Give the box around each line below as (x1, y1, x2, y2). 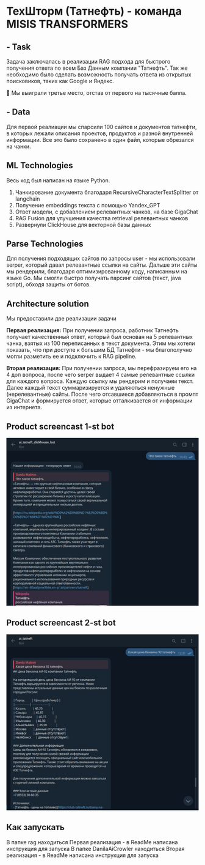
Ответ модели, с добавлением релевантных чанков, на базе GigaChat (15, 208, 198, 215)
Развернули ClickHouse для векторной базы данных (15, 221, 151, 228)
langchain (15, 195, 40, 202)
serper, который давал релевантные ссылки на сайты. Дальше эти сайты (6, 261, 198, 269)
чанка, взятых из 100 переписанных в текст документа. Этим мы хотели (6, 340, 195, 347)
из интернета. (6, 404, 43, 411)
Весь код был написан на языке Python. (6, 176, 110, 184)
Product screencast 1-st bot (6, 421, 115, 432)
